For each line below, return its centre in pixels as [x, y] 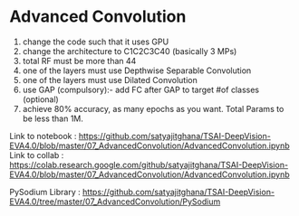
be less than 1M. [53, 118]
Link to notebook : [43, 136]
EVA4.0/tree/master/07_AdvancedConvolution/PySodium [115, 202]
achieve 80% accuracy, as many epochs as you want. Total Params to [153, 108]
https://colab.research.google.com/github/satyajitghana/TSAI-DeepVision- [149, 164]
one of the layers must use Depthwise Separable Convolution [137, 70]
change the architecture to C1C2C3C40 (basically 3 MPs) [130, 51]
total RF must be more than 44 [79, 61]
